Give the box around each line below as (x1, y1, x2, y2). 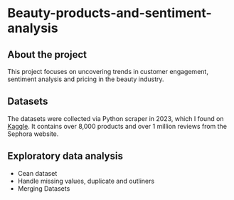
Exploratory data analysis (7, 150, 123, 162)
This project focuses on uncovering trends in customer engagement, (7, 68, 208, 75)
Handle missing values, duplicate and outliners (17, 177, 155, 185)
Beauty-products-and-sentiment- (7, 5, 212, 21)
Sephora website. (7, 130, 59, 138)
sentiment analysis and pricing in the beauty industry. (7, 75, 165, 83)
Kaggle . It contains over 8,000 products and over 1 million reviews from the (7, 122, 228, 130)
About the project (7, 48, 87, 60)
